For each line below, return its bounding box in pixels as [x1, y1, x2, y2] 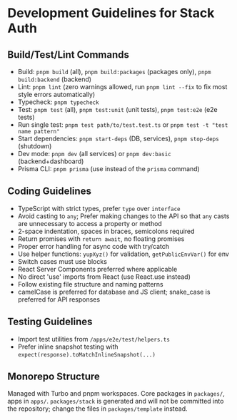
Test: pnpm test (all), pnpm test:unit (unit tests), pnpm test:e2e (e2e [17, 106, 218, 113]
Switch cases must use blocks [17, 257, 107, 265]
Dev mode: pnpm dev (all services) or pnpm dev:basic [17, 150, 171, 158]
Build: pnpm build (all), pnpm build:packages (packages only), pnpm [17, 68, 211, 76]
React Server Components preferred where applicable [17, 265, 178, 273]
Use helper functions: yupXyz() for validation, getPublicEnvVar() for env [17, 250, 230, 258]
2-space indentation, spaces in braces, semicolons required [17, 227, 195, 235]
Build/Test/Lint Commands [7, 48, 130, 61]
